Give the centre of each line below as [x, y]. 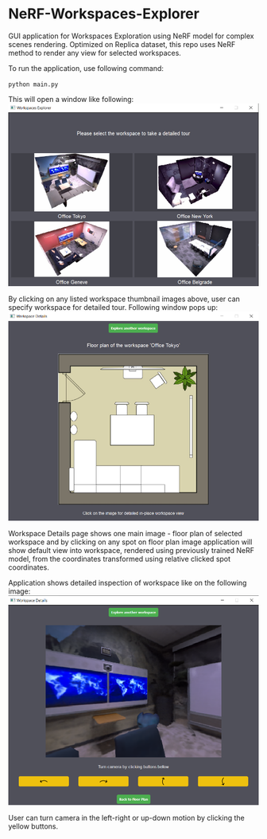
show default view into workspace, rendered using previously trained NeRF [131, 551]
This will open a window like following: [71, 99]
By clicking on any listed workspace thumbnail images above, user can [124, 299]
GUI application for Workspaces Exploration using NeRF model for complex [131, 36]
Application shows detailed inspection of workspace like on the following [128, 583]
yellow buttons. [33, 826]
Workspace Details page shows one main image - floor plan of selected [125, 534]
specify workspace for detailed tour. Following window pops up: [113, 308]
